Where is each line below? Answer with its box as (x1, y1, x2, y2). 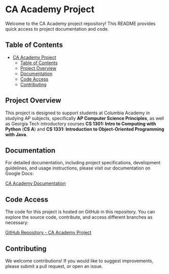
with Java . (5, 131, 28, 137)
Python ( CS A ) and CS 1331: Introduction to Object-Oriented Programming (5, 126, 164, 132)
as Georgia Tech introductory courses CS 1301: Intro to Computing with (5, 120, 156, 127)
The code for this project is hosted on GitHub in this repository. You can (5, 209, 155, 215)
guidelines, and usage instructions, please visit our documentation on (5, 165, 151, 171)
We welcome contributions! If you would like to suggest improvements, (5, 258, 154, 264)
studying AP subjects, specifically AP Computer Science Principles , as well (5, 115, 164, 121)
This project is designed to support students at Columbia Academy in (5, 110, 150, 116)
